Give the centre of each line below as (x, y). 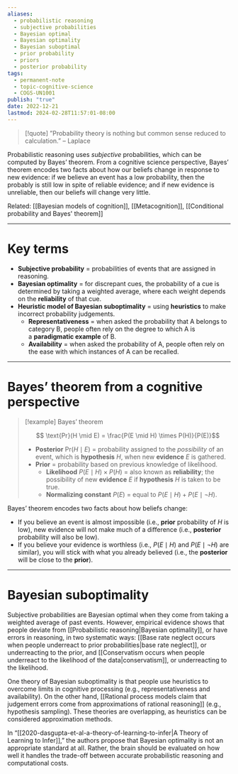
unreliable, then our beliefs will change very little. (79, 192)
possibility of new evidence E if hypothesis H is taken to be (133, 479)
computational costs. (38, 763)
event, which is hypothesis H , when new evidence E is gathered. (131, 457)
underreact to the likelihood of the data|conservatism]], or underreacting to (117, 660)
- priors (27, 60)
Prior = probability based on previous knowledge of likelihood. (126, 464)
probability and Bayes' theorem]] (55, 213)
